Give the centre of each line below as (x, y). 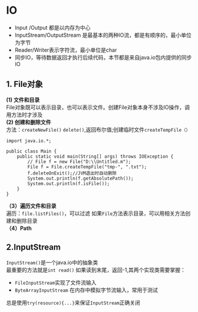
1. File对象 (25, 84)
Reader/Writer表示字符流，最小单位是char (66, 50)
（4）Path (19, 228)
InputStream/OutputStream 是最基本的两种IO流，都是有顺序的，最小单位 (103, 35)
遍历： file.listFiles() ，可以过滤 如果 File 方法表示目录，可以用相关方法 (96, 213)
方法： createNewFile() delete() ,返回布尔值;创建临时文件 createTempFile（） (98, 129)
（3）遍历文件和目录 (31, 205)
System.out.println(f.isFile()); (69, 183)
